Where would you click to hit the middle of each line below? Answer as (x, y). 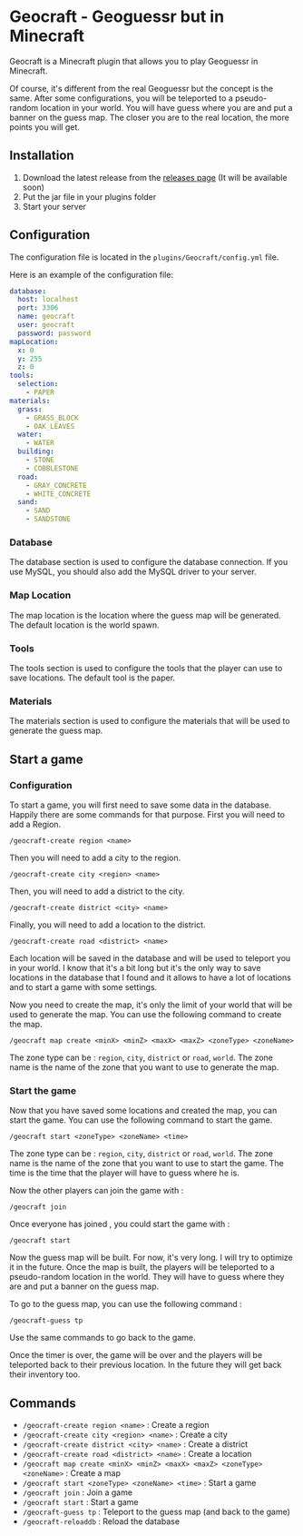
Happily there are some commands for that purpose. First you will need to (147, 814)
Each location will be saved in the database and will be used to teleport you (150, 958)
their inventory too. (45, 1374)
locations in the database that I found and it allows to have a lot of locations (151, 977)
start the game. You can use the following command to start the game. (141, 1120)
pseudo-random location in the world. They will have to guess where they (147, 1277)
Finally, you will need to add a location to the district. (108, 925)
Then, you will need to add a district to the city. (97, 891)
